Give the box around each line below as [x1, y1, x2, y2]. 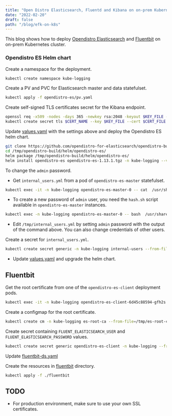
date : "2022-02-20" [5, 12, 47, 17]
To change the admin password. [5, 167, 72, 174]
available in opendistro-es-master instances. [12, 202, 106, 208]
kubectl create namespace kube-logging [5, 75, 91, 81]
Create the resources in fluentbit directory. [5, 363, 95, 369]
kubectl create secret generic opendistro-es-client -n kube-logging [5, 344, 157, 349]
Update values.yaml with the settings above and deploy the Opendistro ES [5, 128, 162, 135]
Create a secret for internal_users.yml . [5, 237, 89, 243]
